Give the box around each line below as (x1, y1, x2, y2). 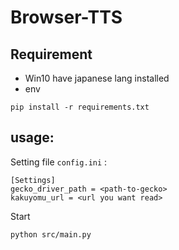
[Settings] (10, 175, 56, 185)
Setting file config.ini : (10, 156, 108, 168)
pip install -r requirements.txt (10, 102, 150, 112)
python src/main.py (10, 229, 92, 240)
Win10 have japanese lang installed (24, 72, 170, 84)
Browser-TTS (10, 6, 123, 29)
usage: (10, 129, 55, 146)
